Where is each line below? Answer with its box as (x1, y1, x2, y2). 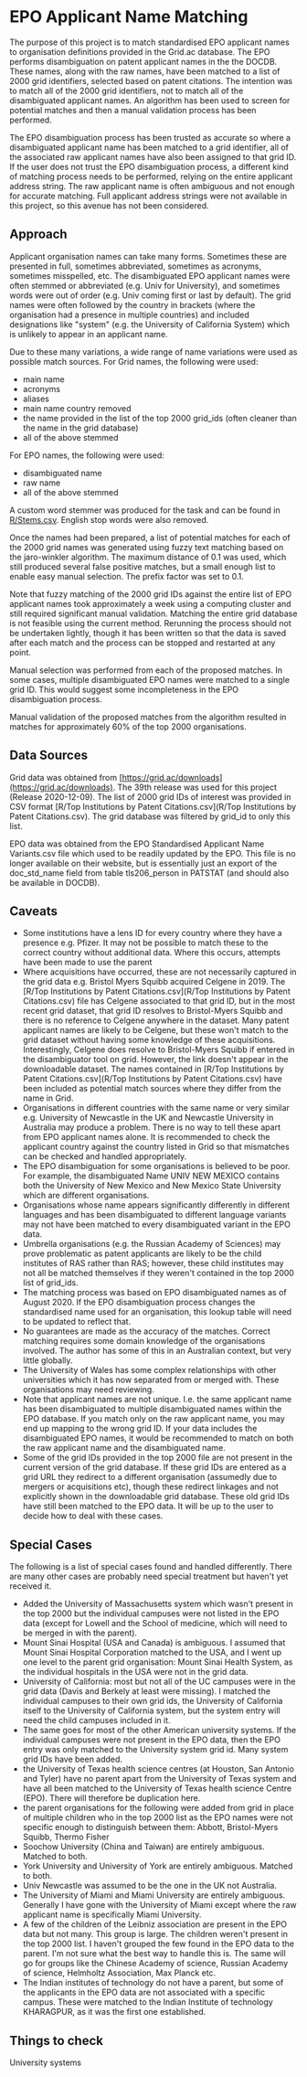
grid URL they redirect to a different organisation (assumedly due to (22, 1472, 277, 1483)
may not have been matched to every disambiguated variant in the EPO (22, 1219, 291, 1230)
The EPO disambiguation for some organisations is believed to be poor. (22, 1161, 291, 1172)
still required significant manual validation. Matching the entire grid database (9, 608, 298, 619)
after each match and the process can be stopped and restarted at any (9, 637, 276, 648)
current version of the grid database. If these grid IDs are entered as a (22, 1462, 287, 1473)
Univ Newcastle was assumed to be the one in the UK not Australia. (22, 1880, 277, 1891)
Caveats (9, 903, 58, 919)
